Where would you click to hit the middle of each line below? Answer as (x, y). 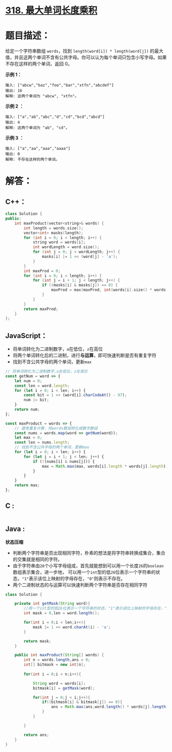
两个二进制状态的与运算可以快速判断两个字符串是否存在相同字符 (80, 585)
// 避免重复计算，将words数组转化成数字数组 (56, 428)
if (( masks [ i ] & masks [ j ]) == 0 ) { (80, 285)
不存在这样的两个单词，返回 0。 (39, 64)
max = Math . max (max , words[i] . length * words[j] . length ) (104, 466)
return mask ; (38, 641)
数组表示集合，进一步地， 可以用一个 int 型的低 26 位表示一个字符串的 (84, 572)
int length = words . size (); (53, 228)
